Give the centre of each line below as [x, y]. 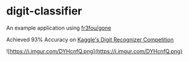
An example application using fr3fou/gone [59, 28]
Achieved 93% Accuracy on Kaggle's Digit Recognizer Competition [90, 39]
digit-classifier [44, 11]
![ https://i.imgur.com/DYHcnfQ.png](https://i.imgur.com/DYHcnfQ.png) [94, 51]
